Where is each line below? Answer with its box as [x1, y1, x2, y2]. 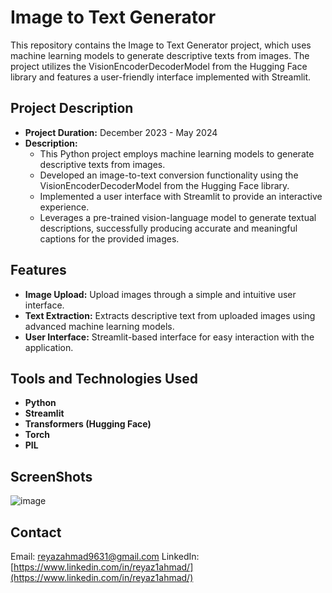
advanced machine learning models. [24, 320, 175, 332]
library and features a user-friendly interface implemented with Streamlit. [10, 71, 312, 83]
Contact [10, 524, 62, 541]
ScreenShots [10, 468, 93, 485]
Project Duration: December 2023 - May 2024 [24, 126, 218, 138]
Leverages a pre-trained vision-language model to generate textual [39, 211, 317, 223]
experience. [39, 201, 90, 213]
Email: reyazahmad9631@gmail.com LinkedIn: [10, 551, 200, 562]
